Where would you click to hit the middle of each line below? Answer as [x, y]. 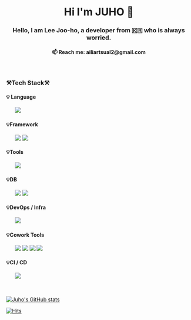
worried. [99, 38]
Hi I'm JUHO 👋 [99, 12]
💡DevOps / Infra [26, 207]
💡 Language [21, 97]
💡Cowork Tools [25, 235]
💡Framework [22, 124]
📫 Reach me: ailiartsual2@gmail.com [99, 52]
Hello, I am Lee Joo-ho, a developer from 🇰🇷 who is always [99, 31]
